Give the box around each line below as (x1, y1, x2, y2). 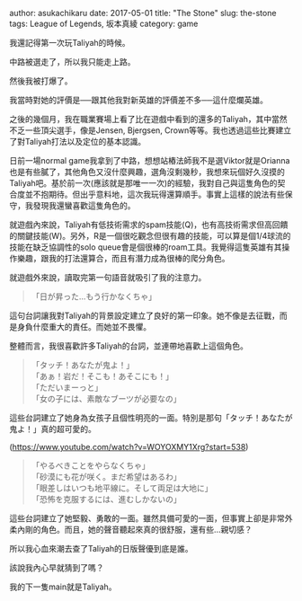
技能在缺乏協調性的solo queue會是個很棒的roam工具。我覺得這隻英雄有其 (9, 242, 282, 252)
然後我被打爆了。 (9, 75, 73, 86)
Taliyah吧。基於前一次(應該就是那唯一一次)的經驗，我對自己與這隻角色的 (9, 178, 278, 188)
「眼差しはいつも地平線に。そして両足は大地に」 (31, 482, 213, 493)
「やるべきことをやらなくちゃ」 (31, 460, 150, 471)
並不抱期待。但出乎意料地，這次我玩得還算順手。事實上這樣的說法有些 (24, 189, 285, 199)
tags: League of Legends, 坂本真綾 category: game (9, 18, 199, 29)
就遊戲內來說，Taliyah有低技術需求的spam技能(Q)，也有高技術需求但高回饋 (9, 219, 289, 230)
